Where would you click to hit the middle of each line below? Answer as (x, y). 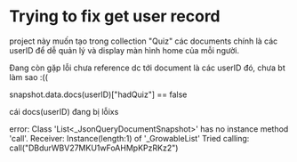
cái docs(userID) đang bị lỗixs (64, 111)
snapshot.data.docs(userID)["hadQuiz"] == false (98, 94)
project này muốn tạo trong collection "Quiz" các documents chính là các (144, 41)
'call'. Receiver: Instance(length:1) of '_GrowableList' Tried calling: (129, 138)
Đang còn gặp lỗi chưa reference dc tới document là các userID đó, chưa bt (148, 68)
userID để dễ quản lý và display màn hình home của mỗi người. (124, 50)
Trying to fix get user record (115, 16)
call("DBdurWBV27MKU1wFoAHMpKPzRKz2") (94, 148)
